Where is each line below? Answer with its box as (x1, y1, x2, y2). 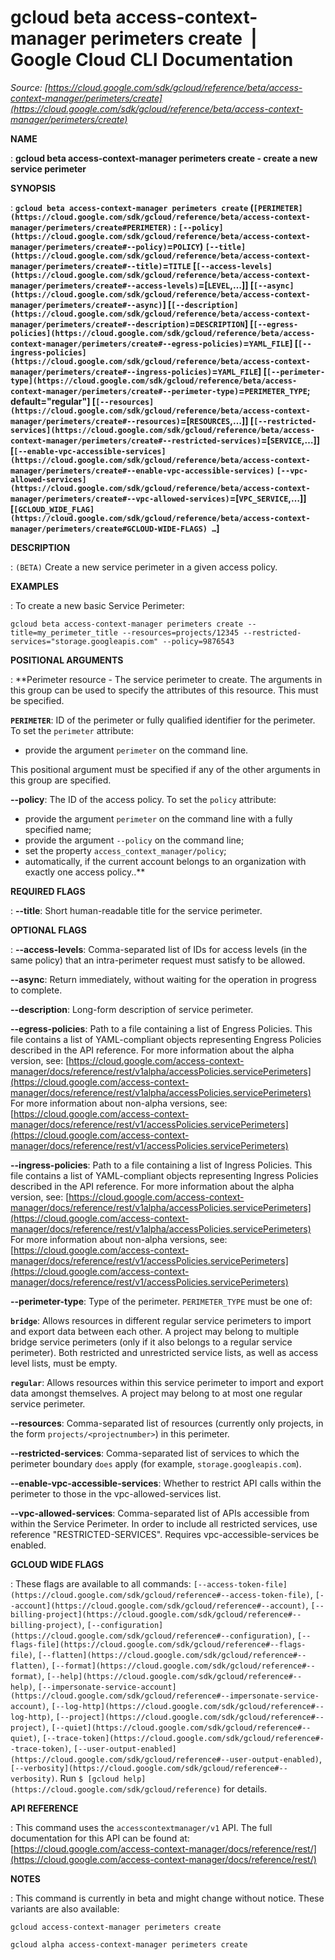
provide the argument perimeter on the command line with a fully (24, 812, 293, 825)
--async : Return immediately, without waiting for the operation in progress (10, 973, 317, 985)
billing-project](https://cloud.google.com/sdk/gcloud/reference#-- (10, 1609, 302, 1620)
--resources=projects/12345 (121, 627, 240, 638)
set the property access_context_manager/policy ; (24, 844, 227, 856)
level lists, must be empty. (10, 1357, 118, 1369)
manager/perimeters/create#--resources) (10, 416, 182, 426)
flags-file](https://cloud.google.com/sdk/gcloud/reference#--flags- (10, 1639, 307, 1650)
